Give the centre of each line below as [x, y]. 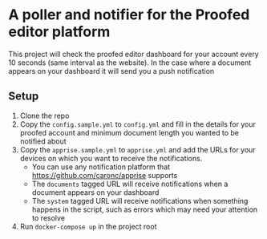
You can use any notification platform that [101, 167]
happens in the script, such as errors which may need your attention [145, 209]
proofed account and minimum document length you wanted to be [129, 132]
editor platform [59, 32]
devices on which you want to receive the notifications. [111, 158]
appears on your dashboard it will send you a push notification [111, 71]
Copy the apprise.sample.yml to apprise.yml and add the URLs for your [138, 149]
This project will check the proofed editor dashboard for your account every [133, 54]
